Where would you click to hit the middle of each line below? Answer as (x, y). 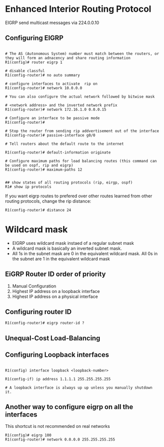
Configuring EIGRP (34, 38)
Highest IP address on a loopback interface (56, 291)
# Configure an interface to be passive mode (52, 118)
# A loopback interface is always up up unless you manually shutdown (79, 388)
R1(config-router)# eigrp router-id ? (45, 323)
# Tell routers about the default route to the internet (65, 144)
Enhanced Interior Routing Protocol (78, 9)
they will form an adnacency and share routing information (68, 58)
